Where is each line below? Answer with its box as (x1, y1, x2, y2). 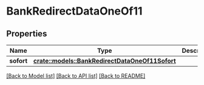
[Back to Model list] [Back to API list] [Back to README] (6, 72, 146, 80)
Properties (6, 29, 47, 39)
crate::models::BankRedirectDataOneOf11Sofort (33, 56, 176, 65)
